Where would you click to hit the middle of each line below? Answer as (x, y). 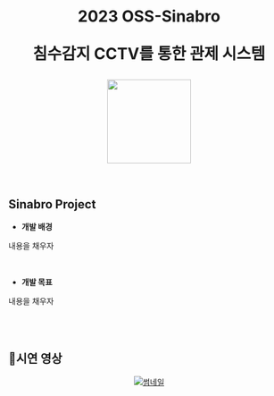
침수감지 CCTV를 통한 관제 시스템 (149, 54)
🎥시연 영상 (36, 359)
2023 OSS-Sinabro (149, 17)
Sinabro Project (52, 204)
